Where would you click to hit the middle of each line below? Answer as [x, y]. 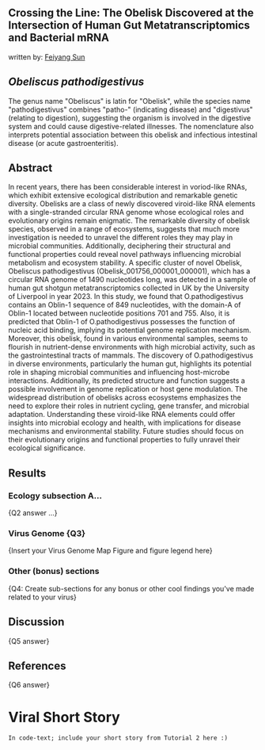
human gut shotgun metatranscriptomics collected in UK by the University [129, 288]
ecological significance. [47, 448]
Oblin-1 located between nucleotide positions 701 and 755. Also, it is [119, 313]
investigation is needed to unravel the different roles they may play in [121, 238]
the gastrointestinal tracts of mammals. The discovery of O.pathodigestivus [131, 355]
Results [27, 473]
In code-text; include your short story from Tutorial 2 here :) [118, 738]
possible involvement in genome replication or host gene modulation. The [128, 389]
